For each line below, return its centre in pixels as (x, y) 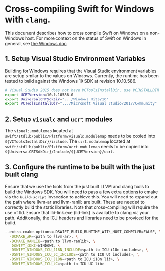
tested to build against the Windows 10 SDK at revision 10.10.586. (71, 81)
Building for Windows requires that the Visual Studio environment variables (81, 71)
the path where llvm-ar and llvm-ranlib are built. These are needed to (75, 202)
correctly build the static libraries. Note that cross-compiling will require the (82, 207)
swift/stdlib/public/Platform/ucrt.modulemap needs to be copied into (77, 147)
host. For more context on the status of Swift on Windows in (85, 38)
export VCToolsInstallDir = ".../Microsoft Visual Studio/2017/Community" (81, 104)
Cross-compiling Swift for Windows (80, 9)
